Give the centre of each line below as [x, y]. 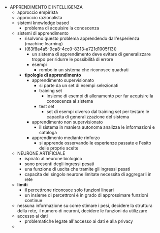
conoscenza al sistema [70, 101]
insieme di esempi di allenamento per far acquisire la [100, 96]
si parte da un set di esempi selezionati [79, 85]
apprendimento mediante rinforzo [66, 138]
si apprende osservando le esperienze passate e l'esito [95, 143]
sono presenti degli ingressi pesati [59, 164]
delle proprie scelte [59, 148]
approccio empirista [37, 12]
